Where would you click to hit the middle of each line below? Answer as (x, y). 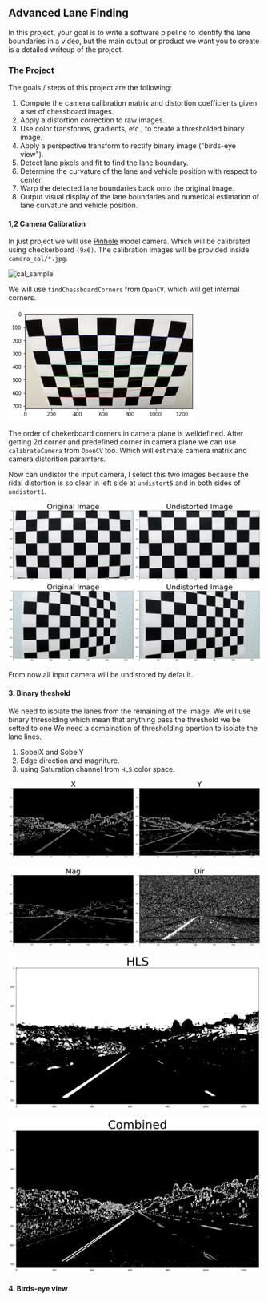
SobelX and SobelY (52, 752)
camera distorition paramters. (57, 459)
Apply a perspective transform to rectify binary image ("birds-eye (128, 146)
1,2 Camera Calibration (47, 223)
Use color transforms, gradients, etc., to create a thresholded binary (132, 129)
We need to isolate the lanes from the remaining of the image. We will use (130, 711)
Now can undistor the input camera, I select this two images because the (129, 475)
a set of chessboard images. (67, 112)
